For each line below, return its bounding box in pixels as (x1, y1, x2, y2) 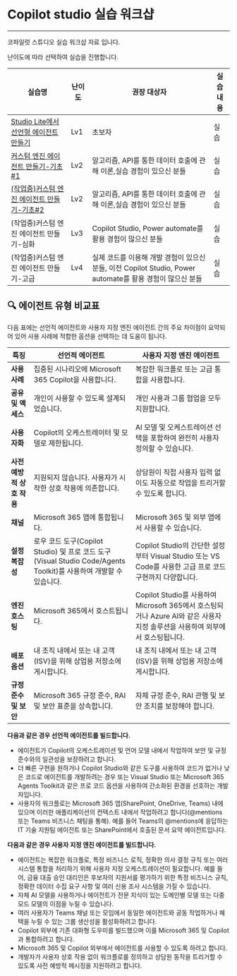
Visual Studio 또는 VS (150, 551, 220, 561)
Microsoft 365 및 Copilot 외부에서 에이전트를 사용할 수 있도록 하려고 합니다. (17, 944, 228, 952)
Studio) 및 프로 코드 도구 (33, 546, 111, 556)
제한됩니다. (48, 438, 83, 448)
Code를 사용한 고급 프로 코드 (135, 562, 226, 572)
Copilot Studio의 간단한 (135, 541, 210, 550)
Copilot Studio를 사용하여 (135, 590, 217, 600)
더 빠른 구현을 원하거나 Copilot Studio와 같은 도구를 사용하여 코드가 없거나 (17, 764, 223, 772)
